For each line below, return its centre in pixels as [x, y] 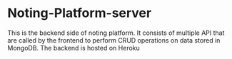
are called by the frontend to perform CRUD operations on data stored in [114, 40]
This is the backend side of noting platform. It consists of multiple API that [116, 33]
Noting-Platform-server [80, 13]
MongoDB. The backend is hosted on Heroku [74, 48]
